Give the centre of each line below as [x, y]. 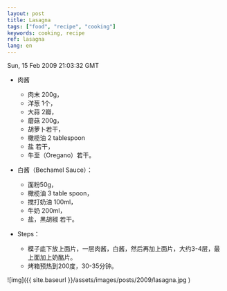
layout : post [26, 14]
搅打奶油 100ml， [52, 202]
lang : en [20, 46]
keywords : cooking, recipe [46, 33]
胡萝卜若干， [46, 129]
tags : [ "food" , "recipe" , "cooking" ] [62, 26]
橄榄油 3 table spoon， [60, 193]
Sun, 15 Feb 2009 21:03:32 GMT [53, 65]
